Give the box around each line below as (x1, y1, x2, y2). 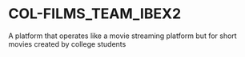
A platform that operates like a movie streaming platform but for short (8, 31, 238, 40)
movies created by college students (8, 39, 127, 48)
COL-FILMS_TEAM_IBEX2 (8, 5, 182, 23)
